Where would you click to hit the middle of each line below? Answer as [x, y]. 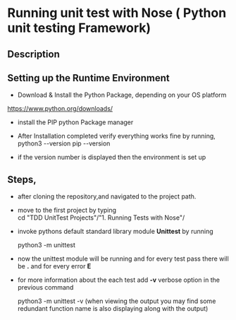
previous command [45, 288]
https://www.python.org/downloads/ [60, 109]
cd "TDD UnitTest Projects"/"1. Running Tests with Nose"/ [101, 218]
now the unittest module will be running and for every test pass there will [123, 259]
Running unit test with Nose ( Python [117, 13]
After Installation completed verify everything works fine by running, [117, 136]
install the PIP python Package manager [75, 122]
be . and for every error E [54, 266]
